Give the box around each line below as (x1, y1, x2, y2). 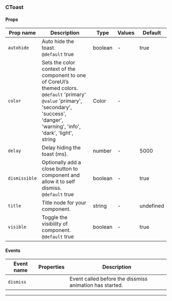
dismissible (8, 176, 37, 181)
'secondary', (41, 104, 72, 111)
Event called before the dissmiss (69, 275, 148, 283)
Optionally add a (41, 159, 81, 166)
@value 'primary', (41, 97, 82, 104)
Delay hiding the (41, 144, 81, 152)
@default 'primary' (41, 91, 86, 98)
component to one (41, 72, 86, 79)
